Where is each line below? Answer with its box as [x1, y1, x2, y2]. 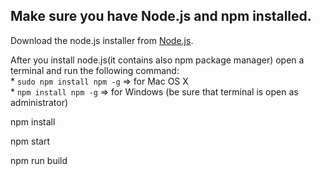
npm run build [10, 154, 68, 166]
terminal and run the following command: [10, 64, 180, 76]
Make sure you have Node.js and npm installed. [10, 8, 312, 25]
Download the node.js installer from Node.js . [10, 34, 194, 46]
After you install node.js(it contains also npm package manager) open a [10, 54, 305, 66]
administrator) [10, 96, 69, 108]
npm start [10, 135, 51, 147]
